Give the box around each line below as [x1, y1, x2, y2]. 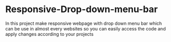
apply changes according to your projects [5, 31, 94, 37]
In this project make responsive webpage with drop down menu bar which [5, 20, 162, 26]
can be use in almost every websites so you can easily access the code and [5, 25, 166, 31]
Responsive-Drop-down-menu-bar [5, 4, 158, 15]
